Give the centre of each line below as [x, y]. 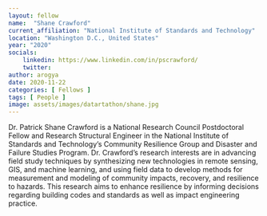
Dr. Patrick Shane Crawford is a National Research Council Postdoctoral [126, 128]
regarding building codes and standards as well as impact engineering [124, 195]
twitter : [37, 68]
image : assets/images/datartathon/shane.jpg [84, 104]
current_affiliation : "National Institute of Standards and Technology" [132, 30]
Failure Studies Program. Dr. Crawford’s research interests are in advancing [132, 153]
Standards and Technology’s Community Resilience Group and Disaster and [133, 144]
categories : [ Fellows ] [50, 90]
